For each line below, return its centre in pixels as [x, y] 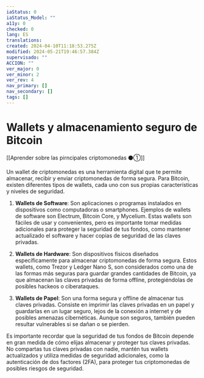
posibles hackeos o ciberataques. [57, 286]
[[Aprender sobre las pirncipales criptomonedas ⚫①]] [76, 158]
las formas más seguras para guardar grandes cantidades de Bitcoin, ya [105, 273]
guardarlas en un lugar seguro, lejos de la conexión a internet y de [98, 311]
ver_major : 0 [23, 69]
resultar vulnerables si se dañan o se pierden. [72, 324]
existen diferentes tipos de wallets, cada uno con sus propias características [102, 184]
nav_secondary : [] [30, 92]
